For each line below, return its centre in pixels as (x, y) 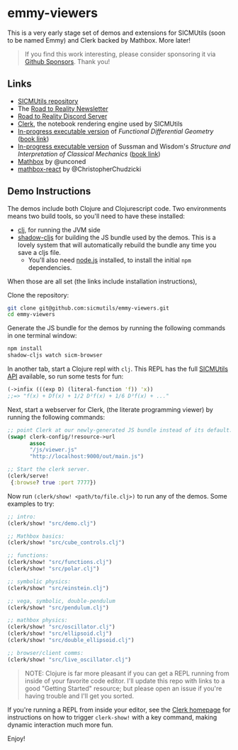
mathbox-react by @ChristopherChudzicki (79, 169)
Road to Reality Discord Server (62, 116)
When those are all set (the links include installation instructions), (102, 281)
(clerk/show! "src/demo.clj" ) (52, 523)
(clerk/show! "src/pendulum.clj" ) (58, 608)
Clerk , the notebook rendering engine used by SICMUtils (100, 124)
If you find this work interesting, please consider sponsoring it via (120, 54)
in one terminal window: (42, 336)
